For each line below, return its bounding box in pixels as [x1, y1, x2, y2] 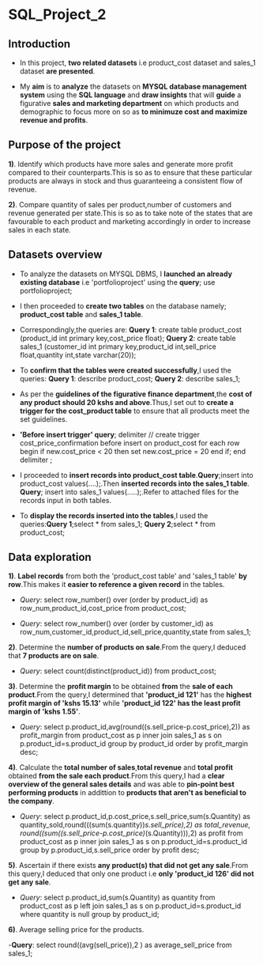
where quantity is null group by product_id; [19, 910, 160, 919]
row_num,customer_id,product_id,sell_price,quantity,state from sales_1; [19, 627, 251, 637]
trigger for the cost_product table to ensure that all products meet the [19, 406, 250, 415]
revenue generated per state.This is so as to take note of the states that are [8, 208, 253, 218]
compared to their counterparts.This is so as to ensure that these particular [8, 168, 253, 177]
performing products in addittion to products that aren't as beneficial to [8, 788, 246, 797]
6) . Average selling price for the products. [8, 925, 145, 934]
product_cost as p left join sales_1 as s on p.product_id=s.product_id [19, 901, 242, 911]
